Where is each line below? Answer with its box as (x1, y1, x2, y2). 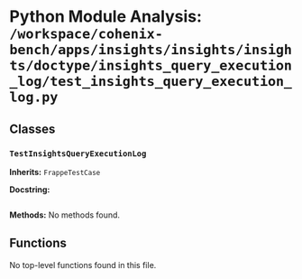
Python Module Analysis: (9, 6, 203, 27)
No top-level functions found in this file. (9, 259, 157, 270)
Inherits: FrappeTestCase (9, 166, 101, 177)
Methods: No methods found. (9, 209, 120, 220)
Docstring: (9, 183, 50, 195)
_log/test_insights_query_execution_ (9, 73, 293, 90)
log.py (9, 88, 59, 106)
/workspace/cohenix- (9, 25, 164, 42)
